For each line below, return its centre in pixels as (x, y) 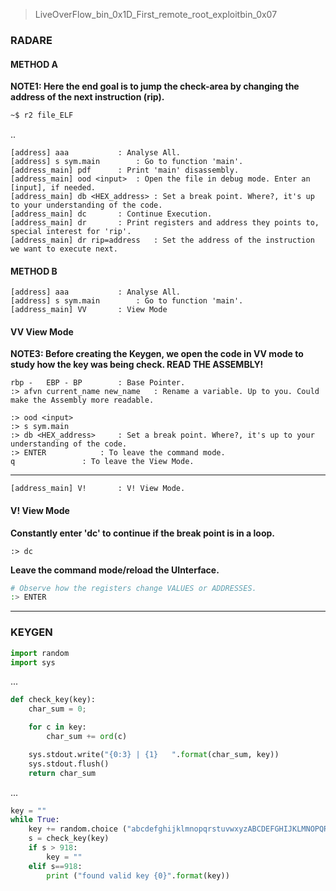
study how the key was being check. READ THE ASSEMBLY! (137, 365)
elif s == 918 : (55, 866)
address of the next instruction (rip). (87, 97)
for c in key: (57, 727)
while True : (35, 820)
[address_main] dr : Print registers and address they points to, (165, 223)
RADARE (31, 40)
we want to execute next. (64, 249)
